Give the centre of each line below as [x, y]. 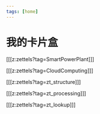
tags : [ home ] [22, 11]
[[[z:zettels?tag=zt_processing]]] [46, 93]
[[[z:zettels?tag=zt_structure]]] [43, 82]
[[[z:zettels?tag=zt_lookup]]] [41, 105]
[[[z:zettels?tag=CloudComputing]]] [50, 71]
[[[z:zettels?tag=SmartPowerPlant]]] [50, 59]
